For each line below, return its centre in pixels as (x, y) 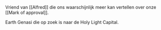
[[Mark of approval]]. (27, 12)
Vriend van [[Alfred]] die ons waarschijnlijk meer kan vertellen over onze (81, 7)
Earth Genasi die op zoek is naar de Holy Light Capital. (62, 22)
